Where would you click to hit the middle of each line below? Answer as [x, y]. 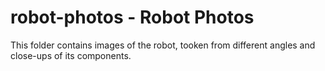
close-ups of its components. [71, 55]
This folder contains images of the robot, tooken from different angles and [163, 45]
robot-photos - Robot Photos [132, 17]
